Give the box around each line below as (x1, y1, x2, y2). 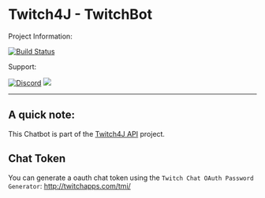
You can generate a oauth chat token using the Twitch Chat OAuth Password (8, 173, 254, 182)
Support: (8, 61, 37, 71)
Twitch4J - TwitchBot (8, 5, 153, 24)
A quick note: (8, 108, 76, 122)
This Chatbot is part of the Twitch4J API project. (8, 129, 166, 138)
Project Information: (8, 31, 73, 41)
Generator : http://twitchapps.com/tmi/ (8, 181, 132, 190)
